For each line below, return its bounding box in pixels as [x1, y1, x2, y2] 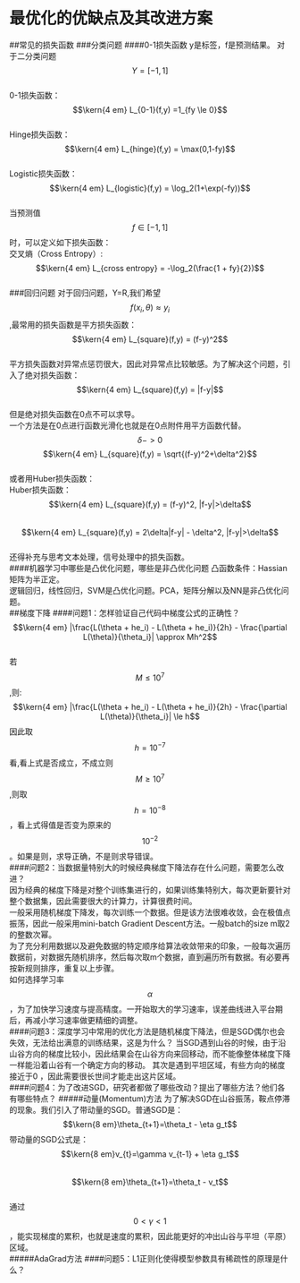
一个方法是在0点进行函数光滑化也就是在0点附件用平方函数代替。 [9, 420, 246, 431]
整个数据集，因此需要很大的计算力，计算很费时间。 [9, 896, 197, 907]
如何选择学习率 [9, 974, 64, 985]
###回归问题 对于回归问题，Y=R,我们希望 [9, 287, 161, 298]
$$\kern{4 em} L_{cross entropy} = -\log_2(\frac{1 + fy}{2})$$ [35, 262, 265, 273]
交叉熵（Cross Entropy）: [9, 248, 104, 259]
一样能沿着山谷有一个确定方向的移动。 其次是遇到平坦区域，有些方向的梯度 [9, 1060, 286, 1071]
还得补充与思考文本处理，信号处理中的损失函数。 [9, 552, 189, 562]
